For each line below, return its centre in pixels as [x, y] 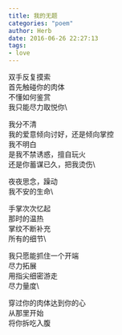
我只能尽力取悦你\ [38, 107]
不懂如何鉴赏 [29, 97]
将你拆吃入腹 [29, 323]
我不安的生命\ [31, 191]
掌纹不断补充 [29, 229]
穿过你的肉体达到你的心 [47, 303]
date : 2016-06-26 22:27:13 [53, 38]
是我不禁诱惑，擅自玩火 [47, 154]
